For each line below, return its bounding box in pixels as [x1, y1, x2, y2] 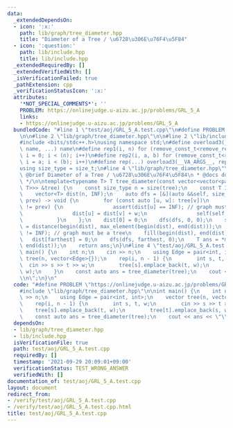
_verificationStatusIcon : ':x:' [13, 87, 107, 94]
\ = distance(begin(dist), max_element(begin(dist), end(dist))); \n [19, 223, 222, 230]
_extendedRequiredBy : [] [13, 62, 85, 69]
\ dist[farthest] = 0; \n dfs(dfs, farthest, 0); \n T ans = [19, 236, 218, 243]
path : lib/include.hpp [19, 49, 85, 56]
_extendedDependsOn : [13, 17, 73, 24]
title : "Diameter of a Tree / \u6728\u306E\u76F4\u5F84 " [19, 36, 188, 43]
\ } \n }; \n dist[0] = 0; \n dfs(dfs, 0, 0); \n [19, 216, 213, 223]
